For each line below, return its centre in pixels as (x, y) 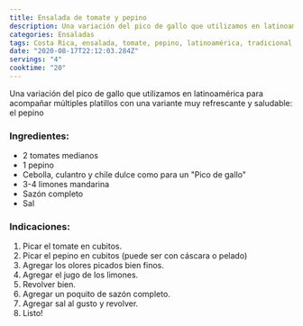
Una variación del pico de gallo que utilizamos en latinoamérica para (137, 93)
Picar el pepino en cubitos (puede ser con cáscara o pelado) (135, 256)
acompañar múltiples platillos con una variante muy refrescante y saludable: (151, 103)
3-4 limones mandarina (66, 185)
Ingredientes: (40, 136)
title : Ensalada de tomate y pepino (78, 18)
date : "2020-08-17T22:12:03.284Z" (74, 51)
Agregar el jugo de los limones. (80, 275)
